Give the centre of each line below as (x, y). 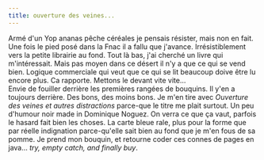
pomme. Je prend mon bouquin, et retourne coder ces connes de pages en (131, 139)
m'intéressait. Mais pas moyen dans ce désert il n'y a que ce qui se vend (127, 63)
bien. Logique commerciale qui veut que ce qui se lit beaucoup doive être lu (132, 71)
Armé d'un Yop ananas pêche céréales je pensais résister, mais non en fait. (131, 38)
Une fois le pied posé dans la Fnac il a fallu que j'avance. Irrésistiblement (127, 46)
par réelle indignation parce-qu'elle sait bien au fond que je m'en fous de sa (132, 131)
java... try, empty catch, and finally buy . (73, 147)
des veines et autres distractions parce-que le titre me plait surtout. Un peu (131, 105)
